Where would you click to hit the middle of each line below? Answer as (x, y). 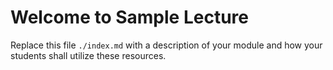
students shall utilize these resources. (88, 55)
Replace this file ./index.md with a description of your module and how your (166, 45)
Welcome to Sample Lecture (129, 17)
